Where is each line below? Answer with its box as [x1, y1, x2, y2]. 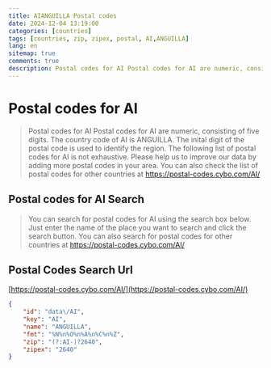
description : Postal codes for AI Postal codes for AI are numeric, [8, 65, 244, 73]
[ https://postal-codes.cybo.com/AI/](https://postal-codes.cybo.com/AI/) [8, 285, 248, 294]
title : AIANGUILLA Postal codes [8, 11, 117, 20]
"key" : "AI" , [23, 315, 67, 324]
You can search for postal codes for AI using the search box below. [27, 214, 252, 223]
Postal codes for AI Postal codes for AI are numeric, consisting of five [27, 126, 260, 136]
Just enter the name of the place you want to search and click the [27, 222, 248, 232]
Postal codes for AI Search [8, 192, 145, 206]
